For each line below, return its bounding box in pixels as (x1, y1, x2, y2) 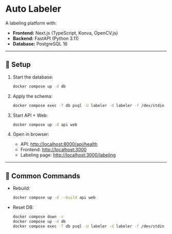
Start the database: (12, 74, 54, 80)
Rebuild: (12, 185, 31, 192)
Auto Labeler (5, 3, 61, 15)
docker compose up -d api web (12, 122, 78, 127)
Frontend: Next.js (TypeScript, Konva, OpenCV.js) (12, 30, 118, 36)
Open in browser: (12, 131, 50, 137)
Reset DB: (12, 204, 34, 210)
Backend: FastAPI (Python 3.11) (12, 35, 79, 41)
